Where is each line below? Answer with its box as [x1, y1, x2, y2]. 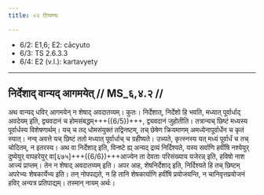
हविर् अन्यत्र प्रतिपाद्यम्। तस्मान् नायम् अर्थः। [8, 178, 115, 188]
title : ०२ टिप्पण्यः [8, 11, 59, 20]
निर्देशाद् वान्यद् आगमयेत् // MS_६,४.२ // [8, 87, 163, 101]
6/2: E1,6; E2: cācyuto [19, 40, 90, 50]
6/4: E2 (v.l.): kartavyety [19, 57, 98, 66]
